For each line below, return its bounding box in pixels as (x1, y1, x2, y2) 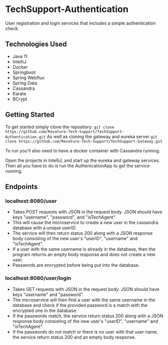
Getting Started (5, 110, 55, 119)
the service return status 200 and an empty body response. (12, 334, 136, 340)
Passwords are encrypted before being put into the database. (12, 262, 140, 268)
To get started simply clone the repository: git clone (5, 124, 114, 130)
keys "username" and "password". (12, 291, 84, 297)
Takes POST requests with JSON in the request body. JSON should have (12, 209, 162, 215)
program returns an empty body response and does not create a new (12, 252, 155, 258)
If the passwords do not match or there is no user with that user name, (12, 328, 158, 334)
